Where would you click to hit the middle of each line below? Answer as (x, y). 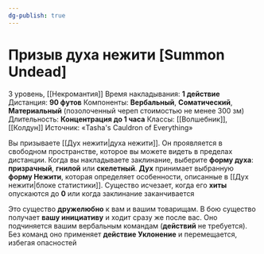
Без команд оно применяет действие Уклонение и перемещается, (122, 234)
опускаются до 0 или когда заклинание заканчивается (101, 193)
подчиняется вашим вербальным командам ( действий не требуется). (128, 225)
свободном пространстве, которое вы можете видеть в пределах (120, 151)
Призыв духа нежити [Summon (116, 54)
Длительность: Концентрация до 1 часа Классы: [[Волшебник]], (118, 119)
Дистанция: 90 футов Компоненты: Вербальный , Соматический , (120, 102)
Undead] (37, 71)
